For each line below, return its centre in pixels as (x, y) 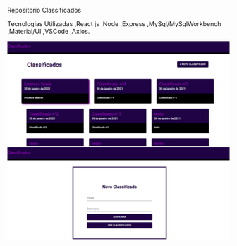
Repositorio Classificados (44, 10)
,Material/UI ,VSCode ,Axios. (49, 31)
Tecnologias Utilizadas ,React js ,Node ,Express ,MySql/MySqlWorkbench (114, 24)
